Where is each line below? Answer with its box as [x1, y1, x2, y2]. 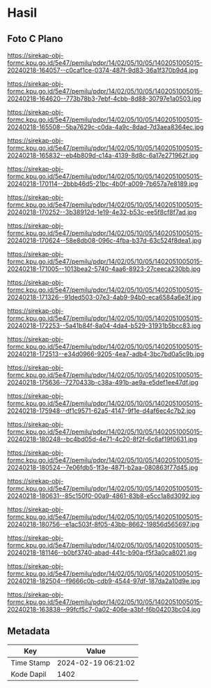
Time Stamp [10, 658, 51, 668]
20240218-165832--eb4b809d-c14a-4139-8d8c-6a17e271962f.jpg [7, 152, 199, 159]
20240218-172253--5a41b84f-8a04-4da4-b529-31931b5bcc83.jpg [7, 321, 201, 330]
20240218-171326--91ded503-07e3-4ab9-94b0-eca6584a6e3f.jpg [7, 293, 202, 301]
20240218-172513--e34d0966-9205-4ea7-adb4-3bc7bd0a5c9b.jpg [7, 350, 205, 358]
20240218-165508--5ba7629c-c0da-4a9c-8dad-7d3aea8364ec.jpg [7, 123, 204, 131]
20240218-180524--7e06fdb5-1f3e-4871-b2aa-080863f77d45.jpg [7, 463, 198, 471]
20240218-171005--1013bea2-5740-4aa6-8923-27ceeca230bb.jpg [7, 265, 201, 273]
